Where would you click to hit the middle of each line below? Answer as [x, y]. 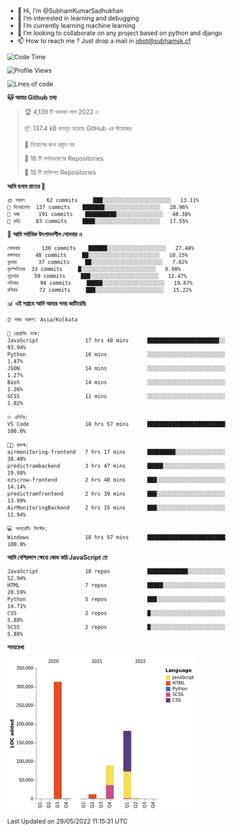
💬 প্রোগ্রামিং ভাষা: [24, 334]
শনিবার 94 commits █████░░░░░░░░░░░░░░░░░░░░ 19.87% [100, 283]
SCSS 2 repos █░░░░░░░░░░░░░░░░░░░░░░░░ [116, 627]
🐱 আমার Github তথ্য [32, 97]
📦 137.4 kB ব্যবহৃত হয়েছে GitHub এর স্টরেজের [78, 128]
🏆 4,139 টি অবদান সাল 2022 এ [61, 112]
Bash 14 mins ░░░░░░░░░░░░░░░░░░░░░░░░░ [116, 383]
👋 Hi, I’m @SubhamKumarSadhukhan [70, 11]
